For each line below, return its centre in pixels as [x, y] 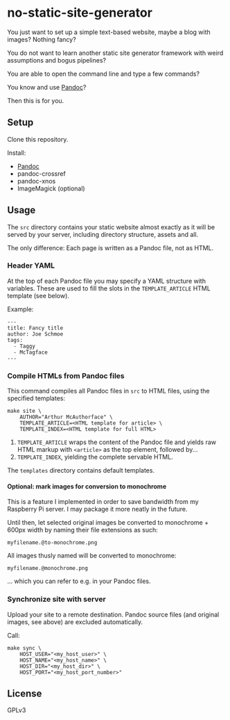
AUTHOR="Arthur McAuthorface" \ [66, 417]
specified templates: [36, 398]
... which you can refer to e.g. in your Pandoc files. [79, 581]
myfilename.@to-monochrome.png [52, 543]
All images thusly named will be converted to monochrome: [92, 556]
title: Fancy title [35, 328]
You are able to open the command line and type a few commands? [103, 74]
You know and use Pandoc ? [47, 87]
